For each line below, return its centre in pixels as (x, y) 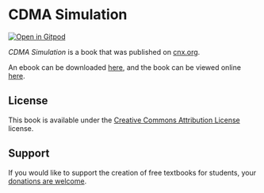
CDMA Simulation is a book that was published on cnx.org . (104, 52)
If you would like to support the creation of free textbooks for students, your (132, 172)
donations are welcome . (48, 181)
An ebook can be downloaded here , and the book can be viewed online (125, 67)
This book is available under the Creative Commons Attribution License (124, 120)
